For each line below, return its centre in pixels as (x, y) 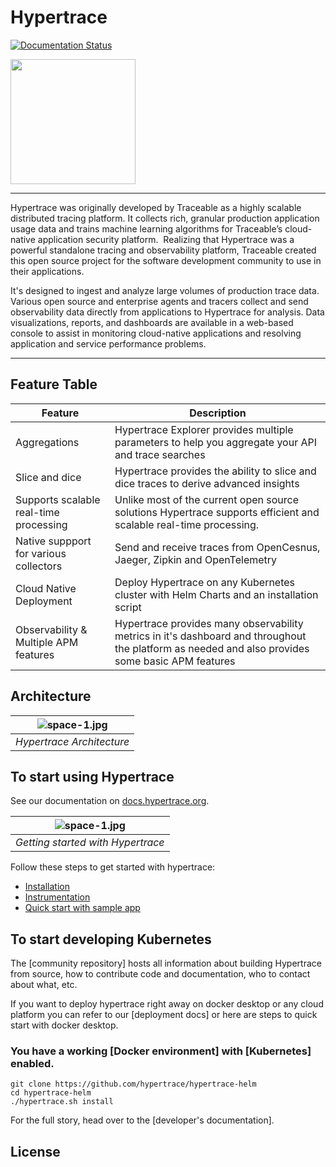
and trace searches (160, 454)
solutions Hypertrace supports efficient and (217, 512)
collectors (39, 566)
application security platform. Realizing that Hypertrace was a (166, 239)
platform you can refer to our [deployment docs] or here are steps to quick (164, 1015)
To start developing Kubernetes (111, 939)
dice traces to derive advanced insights (207, 483)
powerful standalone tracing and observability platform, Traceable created (163, 250)
